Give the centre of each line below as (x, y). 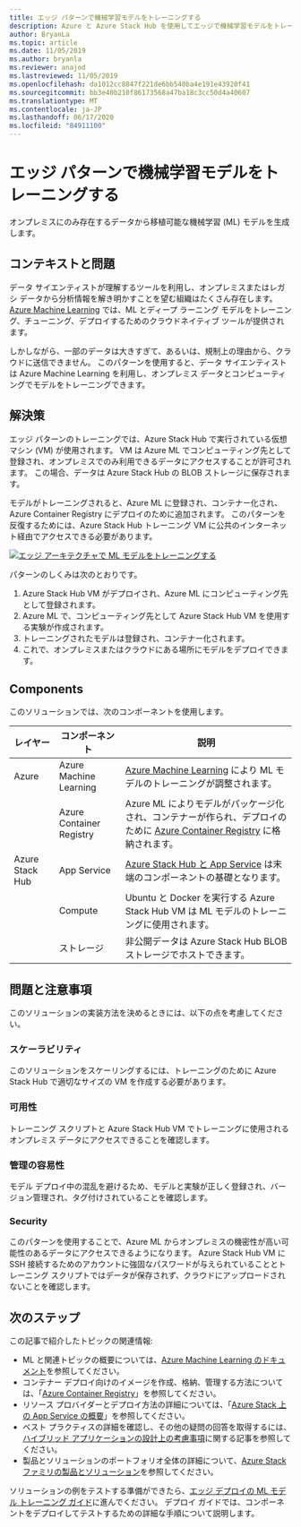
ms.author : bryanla (46, 59)
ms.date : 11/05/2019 (48, 51)
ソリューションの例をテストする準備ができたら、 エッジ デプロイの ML (139, 1491)
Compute (78, 911)
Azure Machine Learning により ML (199, 770)
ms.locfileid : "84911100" (57, 126)
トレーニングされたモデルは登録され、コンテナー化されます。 (136, 638)
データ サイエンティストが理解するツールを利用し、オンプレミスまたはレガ (147, 287)
